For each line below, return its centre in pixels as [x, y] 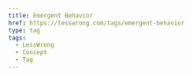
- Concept [31, 52]
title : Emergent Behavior [50, 15]
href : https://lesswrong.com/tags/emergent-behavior [96, 23]
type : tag [24, 30]
